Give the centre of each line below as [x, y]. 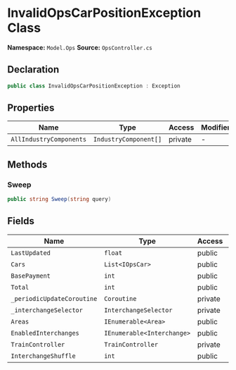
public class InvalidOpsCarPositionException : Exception [94, 86]
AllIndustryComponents [48, 140]
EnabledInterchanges [45, 333]
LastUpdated [31, 253]
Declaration [33, 69]
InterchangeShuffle [43, 356]
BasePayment [31, 276]
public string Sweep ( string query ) [59, 199]
